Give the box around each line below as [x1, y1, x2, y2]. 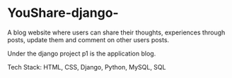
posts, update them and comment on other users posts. [7, 35, 170, 44]
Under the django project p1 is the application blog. [7, 49, 156, 58]
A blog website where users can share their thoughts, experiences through [7, 28, 226, 37]
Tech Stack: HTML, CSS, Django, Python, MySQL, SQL [7, 63, 166, 71]
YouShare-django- [7, 5, 119, 21]
